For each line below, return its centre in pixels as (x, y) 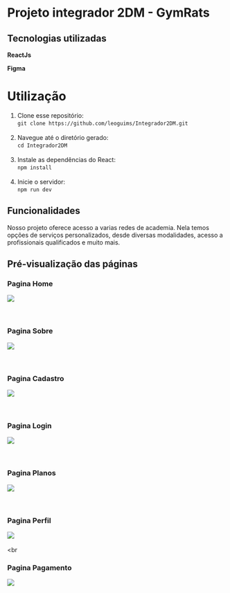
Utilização (37, 97)
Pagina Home (30, 284)
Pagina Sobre (30, 331)
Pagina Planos (32, 473)
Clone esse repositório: (51, 115)
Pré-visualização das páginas (73, 264)
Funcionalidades (44, 211)
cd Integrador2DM (42, 145)
